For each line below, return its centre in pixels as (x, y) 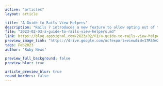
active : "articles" (25, 9)
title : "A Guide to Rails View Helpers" (47, 23)
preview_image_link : (26, 41)
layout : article (21, 14)
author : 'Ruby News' (26, 50)
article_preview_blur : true (33, 72)
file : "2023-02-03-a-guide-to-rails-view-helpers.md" (61, 32)
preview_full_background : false (38, 58)
